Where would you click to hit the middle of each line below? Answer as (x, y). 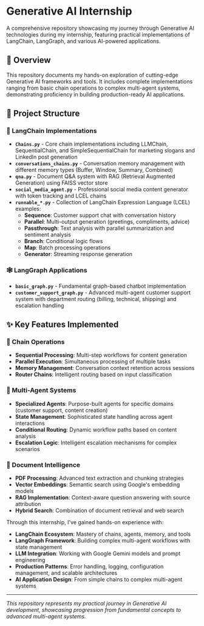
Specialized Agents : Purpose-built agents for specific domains (94, 404)
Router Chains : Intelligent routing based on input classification (93, 375)
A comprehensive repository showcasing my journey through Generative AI (100, 28)
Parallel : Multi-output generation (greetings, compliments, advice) (107, 222)
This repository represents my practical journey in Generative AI (87, 603)
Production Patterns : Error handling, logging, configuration (89, 567)
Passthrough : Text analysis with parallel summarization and (99, 228)
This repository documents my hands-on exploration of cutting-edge (92, 75)
